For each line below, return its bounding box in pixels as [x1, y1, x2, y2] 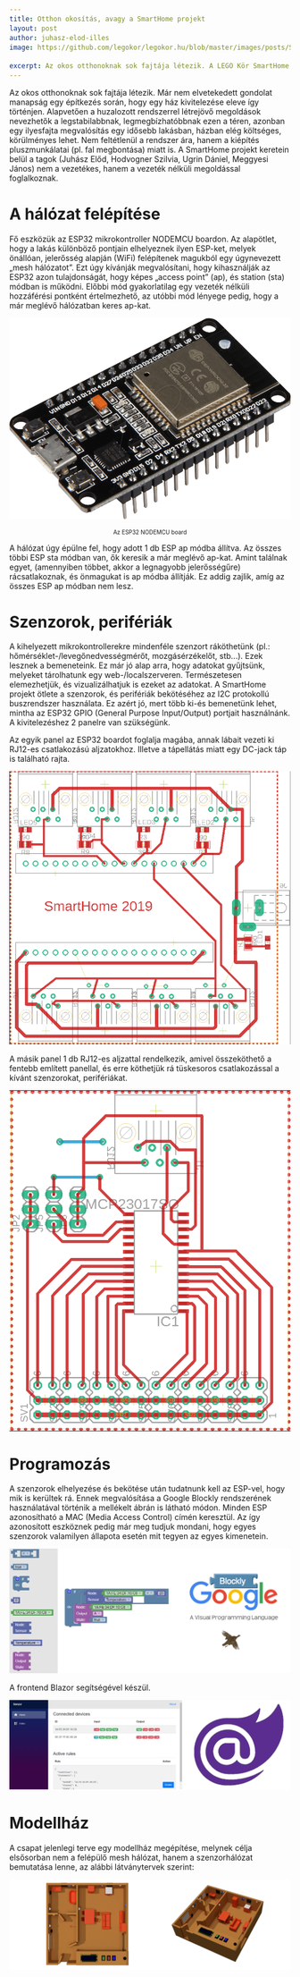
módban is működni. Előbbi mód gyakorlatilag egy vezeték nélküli [9, 281, 250, 291]
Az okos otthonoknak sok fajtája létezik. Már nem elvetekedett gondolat [9, 88, 272, 97]
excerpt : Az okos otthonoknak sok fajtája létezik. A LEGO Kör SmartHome [9, 62, 290, 71]
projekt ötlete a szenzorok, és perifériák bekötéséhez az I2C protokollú [9, 689, 270, 699]
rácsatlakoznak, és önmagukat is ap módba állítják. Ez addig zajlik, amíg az [9, 570, 286, 581]
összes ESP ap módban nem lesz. [9, 580, 134, 591]
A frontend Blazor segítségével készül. [9, 1682, 151, 1694]
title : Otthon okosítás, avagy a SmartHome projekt [9, 14, 205, 23]
